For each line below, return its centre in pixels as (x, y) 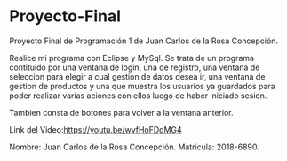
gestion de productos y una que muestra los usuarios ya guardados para (142, 86)
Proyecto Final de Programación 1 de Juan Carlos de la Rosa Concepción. (143, 41)
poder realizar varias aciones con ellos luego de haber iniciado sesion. (138, 96)
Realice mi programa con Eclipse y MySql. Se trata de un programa (132, 57)
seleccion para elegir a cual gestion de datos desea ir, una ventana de (137, 76)
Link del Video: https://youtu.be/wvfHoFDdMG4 (96, 129)
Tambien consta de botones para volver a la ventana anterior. (121, 112)
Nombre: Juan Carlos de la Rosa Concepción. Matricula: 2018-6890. (134, 147)
